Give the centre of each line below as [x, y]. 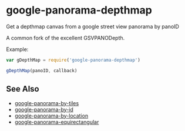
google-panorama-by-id [44, 109]
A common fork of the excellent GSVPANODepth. [65, 38]
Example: [17, 49]
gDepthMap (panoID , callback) [42, 70]
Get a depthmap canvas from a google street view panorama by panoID [92, 26]
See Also [23, 89]
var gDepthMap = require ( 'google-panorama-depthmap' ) [73, 60]
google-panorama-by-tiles [47, 103]
